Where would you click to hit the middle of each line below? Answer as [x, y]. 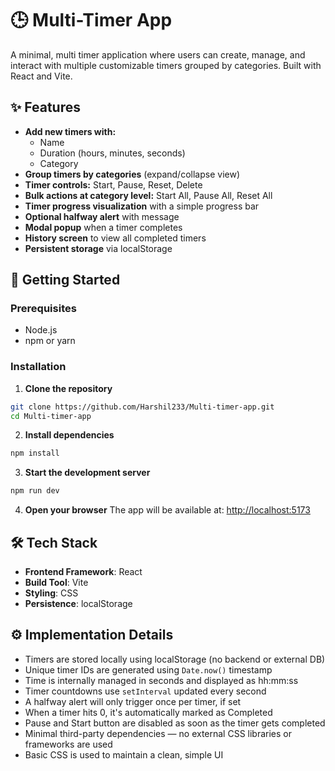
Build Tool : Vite [56, 583]
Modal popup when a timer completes [103, 227]
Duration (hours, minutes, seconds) [112, 153]
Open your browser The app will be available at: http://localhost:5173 [167, 510]
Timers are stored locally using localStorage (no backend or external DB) [175, 659]
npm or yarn [50, 341]
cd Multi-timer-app [51, 416]
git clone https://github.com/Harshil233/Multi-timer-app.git [142, 407]
